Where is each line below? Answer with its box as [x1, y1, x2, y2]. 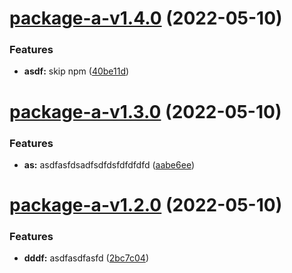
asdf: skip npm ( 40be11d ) [23, 65, 130, 77]
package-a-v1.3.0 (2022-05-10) [9, 100, 282, 123]
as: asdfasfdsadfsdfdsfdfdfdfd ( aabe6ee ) [23, 158, 195, 171]
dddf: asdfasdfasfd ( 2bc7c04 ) [23, 252, 149, 264]
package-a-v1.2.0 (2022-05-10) [9, 194, 283, 217]
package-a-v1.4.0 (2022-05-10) [9, 7, 283, 30]
